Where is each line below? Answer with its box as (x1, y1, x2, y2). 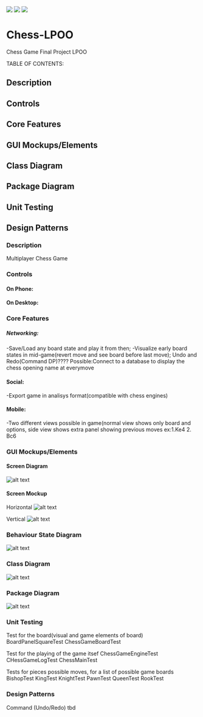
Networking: (6, 329, 39, 337)
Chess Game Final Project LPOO (6, 48, 87, 55)
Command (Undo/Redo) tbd (6, 704, 76, 711)
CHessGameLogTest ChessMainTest (6, 657, 98, 664)
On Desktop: (6, 299, 39, 307)
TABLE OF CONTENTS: (6, 60, 64, 67)
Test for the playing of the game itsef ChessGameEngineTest (6, 650, 159, 657)
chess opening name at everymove (6, 364, 94, 371)
